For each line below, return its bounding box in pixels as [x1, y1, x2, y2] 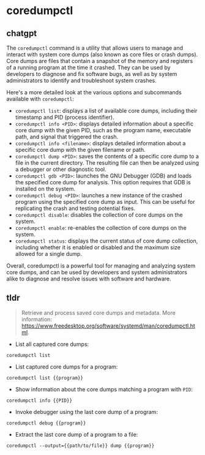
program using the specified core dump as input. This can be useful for [15, 198, 195, 205]
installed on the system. [15, 185, 75, 192]
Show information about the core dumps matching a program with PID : [15, 385, 193, 393]
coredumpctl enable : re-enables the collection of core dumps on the [15, 224, 187, 231]
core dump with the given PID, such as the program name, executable [15, 127, 192, 133]
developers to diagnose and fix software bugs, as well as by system [6, 70, 177, 77]
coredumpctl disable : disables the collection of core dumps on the [15, 211, 184, 218]
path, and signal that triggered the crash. [15, 133, 119, 140]
